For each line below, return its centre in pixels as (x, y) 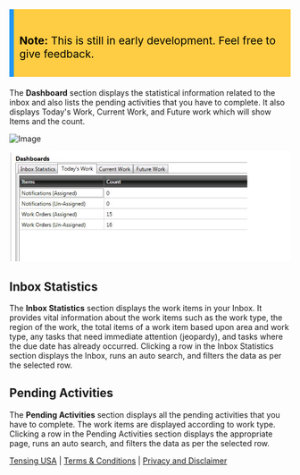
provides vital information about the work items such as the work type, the (146, 318)
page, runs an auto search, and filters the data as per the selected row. (140, 443)
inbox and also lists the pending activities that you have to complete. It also (147, 103)
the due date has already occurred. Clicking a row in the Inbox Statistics (142, 346)
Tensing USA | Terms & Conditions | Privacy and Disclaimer (118, 461)
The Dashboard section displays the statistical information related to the (142, 93)
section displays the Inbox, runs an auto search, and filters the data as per (146, 355)
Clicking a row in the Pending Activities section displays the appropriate (141, 434)
